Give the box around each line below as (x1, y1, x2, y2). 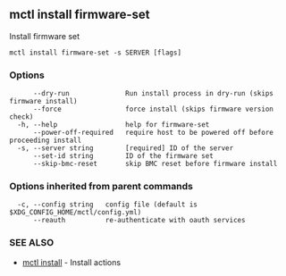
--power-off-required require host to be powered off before (32, 129, 274, 138)
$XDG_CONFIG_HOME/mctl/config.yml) (9, 208, 142, 217)
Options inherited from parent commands (9, 180, 194, 193)
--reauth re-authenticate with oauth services (32, 216, 246, 225)
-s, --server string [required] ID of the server (17, 144, 234, 153)
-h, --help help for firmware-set (17, 121, 210, 130)
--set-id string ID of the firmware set (32, 152, 214, 161)
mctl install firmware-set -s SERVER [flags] (9, 48, 181, 57)
